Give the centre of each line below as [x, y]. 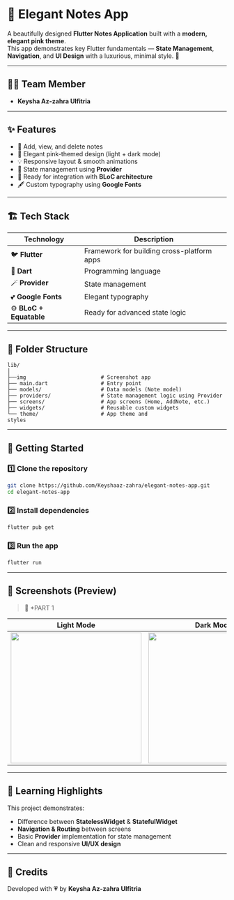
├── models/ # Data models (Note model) [95, 390]
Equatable [28, 317]
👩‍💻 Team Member [46, 84]
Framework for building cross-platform [148, 251]
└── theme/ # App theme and [78, 414]
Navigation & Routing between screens [74, 829]
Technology [44, 239]
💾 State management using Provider [69, 169]
